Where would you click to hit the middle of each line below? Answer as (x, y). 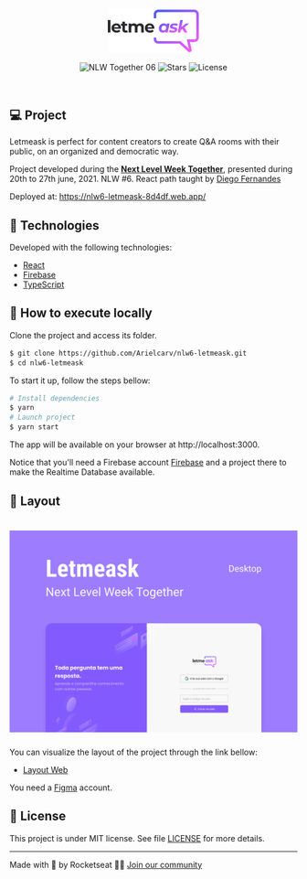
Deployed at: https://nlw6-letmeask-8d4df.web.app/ (108, 197)
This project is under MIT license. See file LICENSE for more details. (137, 838)
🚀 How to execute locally (81, 313)
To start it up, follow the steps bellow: (80, 381)
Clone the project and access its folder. (83, 335)
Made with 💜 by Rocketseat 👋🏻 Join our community (106, 864)
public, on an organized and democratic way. (95, 152)
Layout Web (45, 769)
